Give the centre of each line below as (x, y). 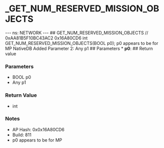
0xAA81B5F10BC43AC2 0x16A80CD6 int (46, 38)
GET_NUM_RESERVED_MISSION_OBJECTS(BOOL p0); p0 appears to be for (82, 43)
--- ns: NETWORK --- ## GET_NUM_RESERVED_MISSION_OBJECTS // (77, 33)
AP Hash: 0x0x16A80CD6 (38, 129)
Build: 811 (22, 135)
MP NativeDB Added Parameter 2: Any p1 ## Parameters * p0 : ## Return (79, 48)
